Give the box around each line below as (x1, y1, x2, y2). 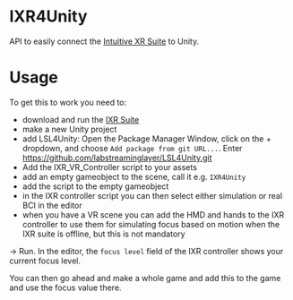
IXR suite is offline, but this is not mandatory (22, 228, 185, 239)
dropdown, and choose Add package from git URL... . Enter (22, 142, 243, 153)
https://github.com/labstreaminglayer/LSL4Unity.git (22, 152, 212, 163)
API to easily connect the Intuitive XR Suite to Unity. (9, 36, 200, 47)
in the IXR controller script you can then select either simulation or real (22, 190, 283, 201)
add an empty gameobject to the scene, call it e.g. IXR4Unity (22, 171, 246, 182)
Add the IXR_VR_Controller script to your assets (22, 161, 197, 172)
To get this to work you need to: (9, 97, 127, 107)
